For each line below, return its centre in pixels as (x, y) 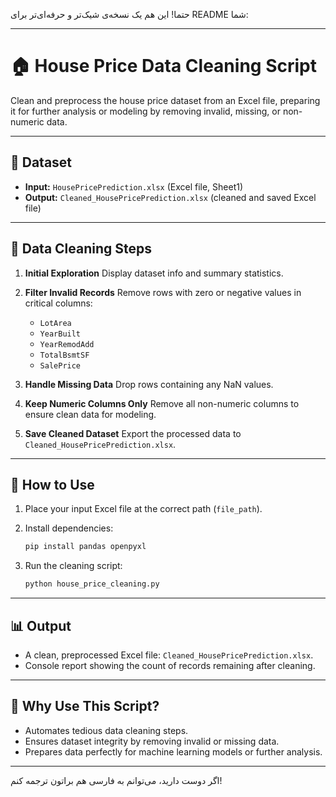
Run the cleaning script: (73, 566)
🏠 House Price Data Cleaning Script (163, 66)
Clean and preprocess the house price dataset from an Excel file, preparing (165, 100)
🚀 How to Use (52, 484)
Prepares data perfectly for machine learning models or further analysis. (173, 751)
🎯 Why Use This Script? (85, 706)
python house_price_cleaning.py (92, 584)
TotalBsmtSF (64, 355)
